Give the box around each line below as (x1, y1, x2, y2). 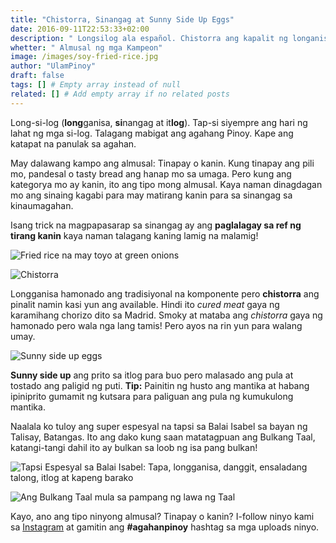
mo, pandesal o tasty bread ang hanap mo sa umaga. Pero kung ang (10, 167, 292, 180)
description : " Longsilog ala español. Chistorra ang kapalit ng (10, 33, 288, 43)
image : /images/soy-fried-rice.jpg (10, 52, 159, 62)
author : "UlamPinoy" (10, 61, 97, 71)
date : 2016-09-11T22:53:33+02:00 (10, 24, 150, 34)
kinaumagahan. (10, 199, 74, 211)
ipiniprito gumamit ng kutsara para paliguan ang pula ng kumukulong (10, 390, 294, 402)
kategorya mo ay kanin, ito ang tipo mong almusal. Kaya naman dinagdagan (10, 178, 323, 190)
